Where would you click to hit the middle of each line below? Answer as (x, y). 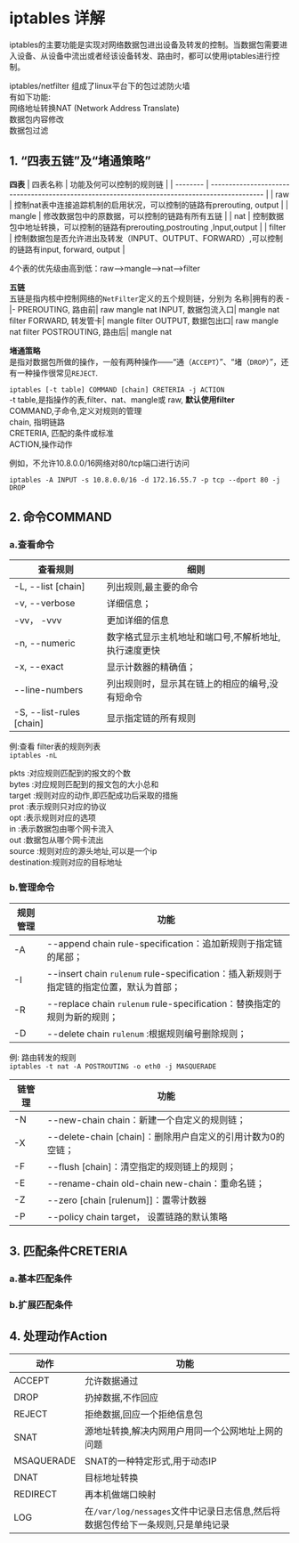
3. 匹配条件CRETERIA (69, 1251)
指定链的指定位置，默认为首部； (113, 987)
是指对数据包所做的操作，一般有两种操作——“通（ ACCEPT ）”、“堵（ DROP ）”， (145, 361)
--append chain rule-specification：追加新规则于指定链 (165, 943)
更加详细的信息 (138, 621)
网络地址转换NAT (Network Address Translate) (94, 108)
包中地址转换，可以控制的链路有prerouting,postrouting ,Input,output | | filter (148, 227)
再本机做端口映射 (120, 1494)
